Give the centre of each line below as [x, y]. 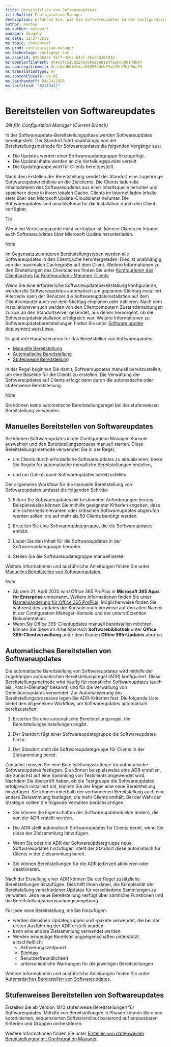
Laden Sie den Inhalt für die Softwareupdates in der [67, 541]
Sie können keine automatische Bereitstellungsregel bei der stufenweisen [82, 405]
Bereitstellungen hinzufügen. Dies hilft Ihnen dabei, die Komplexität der [80, 884]
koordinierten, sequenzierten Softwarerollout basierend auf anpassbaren [81, 1018]
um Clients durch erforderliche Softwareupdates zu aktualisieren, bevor [88, 460]
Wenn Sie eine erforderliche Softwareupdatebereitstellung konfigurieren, [81, 285]
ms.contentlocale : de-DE [32, 76]
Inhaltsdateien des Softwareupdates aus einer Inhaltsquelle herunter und [81, 187]
